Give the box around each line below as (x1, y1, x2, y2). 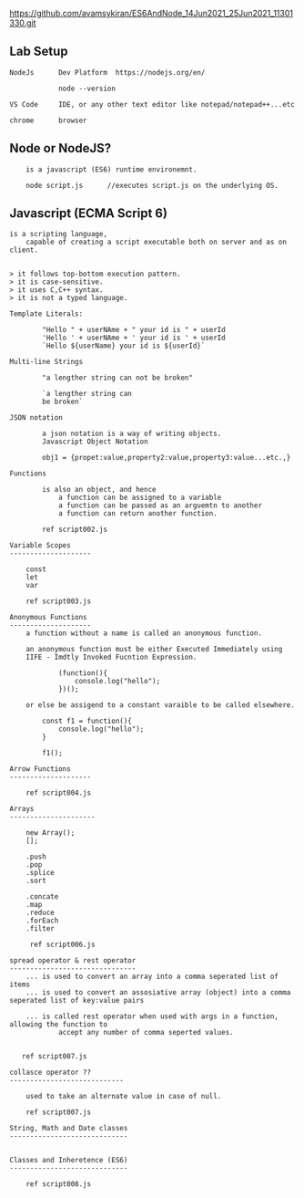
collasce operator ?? (9, 1068, 92, 1078)
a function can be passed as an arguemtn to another (57, 501, 262, 510)
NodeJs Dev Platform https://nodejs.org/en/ (9, 68, 206, 77)
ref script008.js (25, 1180, 92, 1189)
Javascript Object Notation (42, 437, 148, 446)
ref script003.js (25, 597, 92, 606)
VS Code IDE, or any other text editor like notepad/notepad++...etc (9, 99, 296, 109)
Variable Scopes (9, 541, 71, 550)
